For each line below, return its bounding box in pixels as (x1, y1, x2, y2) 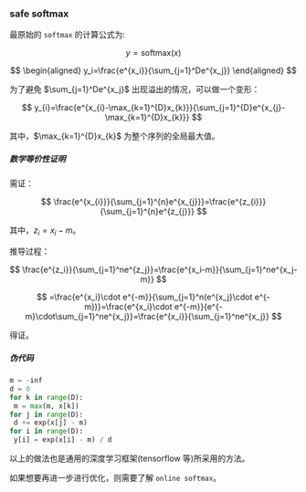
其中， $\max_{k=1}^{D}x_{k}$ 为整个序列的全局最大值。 (9, 131, 220, 141)
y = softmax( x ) (125, 47, 182, 58)
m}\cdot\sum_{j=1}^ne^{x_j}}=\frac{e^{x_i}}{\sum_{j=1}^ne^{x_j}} (25, 311, 269, 322)
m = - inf (9, 376, 43, 385)
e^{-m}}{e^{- (174, 301, 224, 312)
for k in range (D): (9, 393, 84, 402)
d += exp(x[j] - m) (13, 418, 89, 427)
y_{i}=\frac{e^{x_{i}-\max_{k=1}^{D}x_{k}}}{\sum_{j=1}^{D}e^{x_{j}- (34, 102, 286, 113)
